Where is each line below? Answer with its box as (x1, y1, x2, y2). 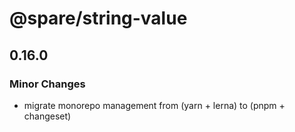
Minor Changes (9, 77, 86, 91)
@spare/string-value (9, 7, 188, 30)
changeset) (23, 110, 72, 122)
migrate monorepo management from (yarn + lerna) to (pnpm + (23, 99, 286, 111)
